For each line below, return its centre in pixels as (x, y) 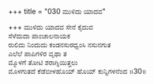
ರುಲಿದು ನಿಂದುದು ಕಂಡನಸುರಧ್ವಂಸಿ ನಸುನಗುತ (60, 45)
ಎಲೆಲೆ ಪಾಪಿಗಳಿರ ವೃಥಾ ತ (38, 53)
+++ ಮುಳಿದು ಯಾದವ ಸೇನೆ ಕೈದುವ (51, 27)
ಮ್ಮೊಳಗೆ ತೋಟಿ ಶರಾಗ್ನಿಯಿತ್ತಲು (43, 62)
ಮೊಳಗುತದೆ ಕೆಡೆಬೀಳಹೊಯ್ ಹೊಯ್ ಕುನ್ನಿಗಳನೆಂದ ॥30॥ (77, 71)
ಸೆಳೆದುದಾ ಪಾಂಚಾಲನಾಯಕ (39, 36)
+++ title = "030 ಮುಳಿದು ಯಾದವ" (57, 11)
